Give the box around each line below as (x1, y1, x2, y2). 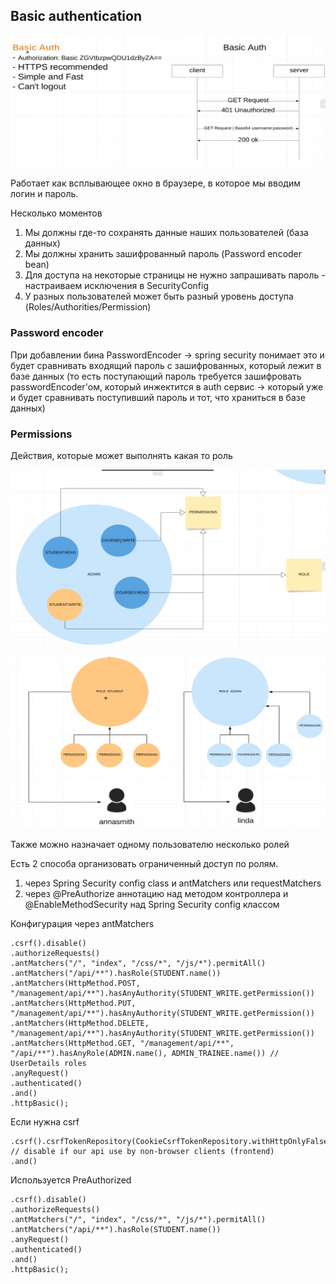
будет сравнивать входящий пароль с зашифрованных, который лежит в (10, 359, 322, 371)
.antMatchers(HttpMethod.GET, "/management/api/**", (10, 1038, 235, 1048)
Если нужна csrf (10, 1115, 80, 1128)
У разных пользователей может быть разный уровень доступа (24, 290, 294, 303)
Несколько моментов (10, 207, 103, 219)
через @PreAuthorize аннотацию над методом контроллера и (24, 887, 289, 899)
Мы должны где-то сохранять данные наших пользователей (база (24, 227, 309, 239)
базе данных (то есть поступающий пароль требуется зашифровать (10, 370, 302, 382)
